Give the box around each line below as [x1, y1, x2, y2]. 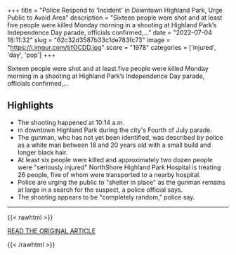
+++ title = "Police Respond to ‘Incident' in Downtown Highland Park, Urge [7, 6, 223, 14]
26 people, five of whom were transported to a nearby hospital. [17, 170, 202, 178]
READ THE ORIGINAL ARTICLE [7, 226, 96, 235]
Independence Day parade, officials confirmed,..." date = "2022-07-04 [7, 28, 212, 37]
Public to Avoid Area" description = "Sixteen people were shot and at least [7, 13, 223, 22]
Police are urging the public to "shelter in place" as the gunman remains [17, 178, 226, 186]
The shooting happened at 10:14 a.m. [17, 118, 125, 126]
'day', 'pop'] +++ [7, 51, 56, 59]
